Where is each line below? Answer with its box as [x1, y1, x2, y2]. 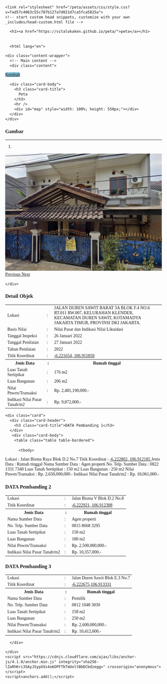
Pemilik [72, 596, 86, 601]
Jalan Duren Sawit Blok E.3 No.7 [72, 575, 130, 581]
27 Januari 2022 [54, 340, 82, 345]
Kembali [5, 72, 21, 77]
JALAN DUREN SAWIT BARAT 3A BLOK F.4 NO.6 [54, 305, 150, 310]
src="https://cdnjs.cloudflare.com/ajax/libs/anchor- [23, 654, 137, 659]
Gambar [5, 128, 24, 135]
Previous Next [5, 271, 30, 277]
